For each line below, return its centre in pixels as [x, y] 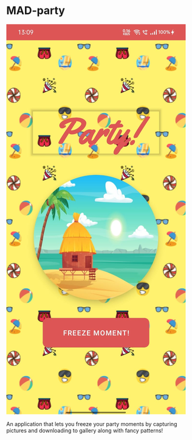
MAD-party [36, 11]
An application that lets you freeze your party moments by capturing [92, 424]
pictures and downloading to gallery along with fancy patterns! [85, 430]
